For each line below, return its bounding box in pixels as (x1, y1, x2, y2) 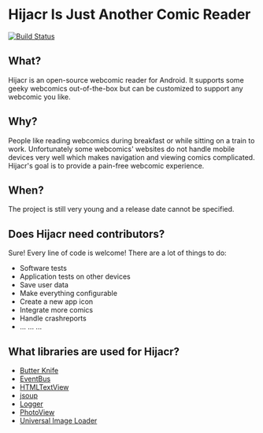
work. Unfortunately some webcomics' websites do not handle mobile (8, 144, 235, 154)
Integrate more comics (19, 305, 93, 315)
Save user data (19, 280, 69, 290)
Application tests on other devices (19, 272, 131, 281)
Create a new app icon (19, 297, 94, 306)
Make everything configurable (19, 289, 118, 298)
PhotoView (19, 408, 55, 416)
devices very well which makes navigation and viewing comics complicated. (8, 152, 255, 162)
